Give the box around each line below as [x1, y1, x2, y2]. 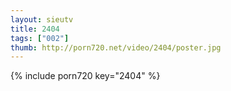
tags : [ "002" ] [10, 33, 70, 43]
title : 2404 [10, 24, 60, 34]
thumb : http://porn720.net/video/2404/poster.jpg [10, 42, 222, 53]
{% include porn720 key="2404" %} [10, 70, 161, 82]
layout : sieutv [10, 14, 74, 25]
